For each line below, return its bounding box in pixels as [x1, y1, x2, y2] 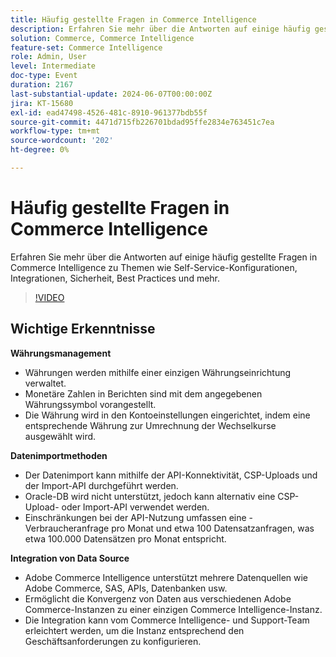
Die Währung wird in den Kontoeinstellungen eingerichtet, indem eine [24, 409, 311, 421]
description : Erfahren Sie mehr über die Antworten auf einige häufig [10, 24, 311, 34]
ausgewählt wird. [24, 430, 97, 442]
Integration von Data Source [10, 552, 130, 564]
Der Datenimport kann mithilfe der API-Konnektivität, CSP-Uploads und [24, 469, 318, 481]
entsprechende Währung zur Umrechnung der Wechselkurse [24, 419, 277, 431]
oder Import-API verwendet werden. [61, 501, 210, 513]
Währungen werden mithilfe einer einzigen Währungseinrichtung [24, 366, 292, 378]
